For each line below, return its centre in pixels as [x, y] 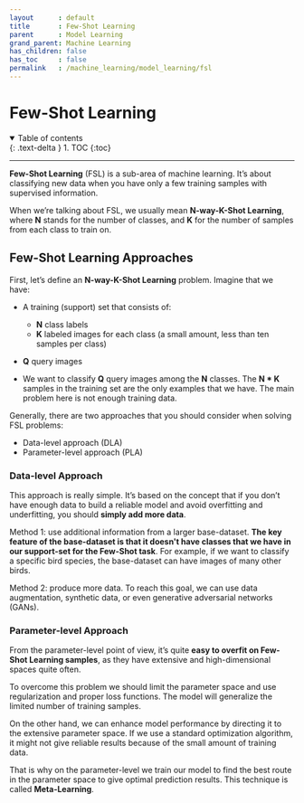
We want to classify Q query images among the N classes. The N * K [151, 378]
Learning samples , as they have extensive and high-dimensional [150, 660]
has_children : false [48, 52]
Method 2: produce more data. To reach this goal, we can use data [133, 588]
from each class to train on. [60, 229]
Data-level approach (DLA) [72, 442]
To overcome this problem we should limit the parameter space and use [143, 687]
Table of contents [50, 137]
